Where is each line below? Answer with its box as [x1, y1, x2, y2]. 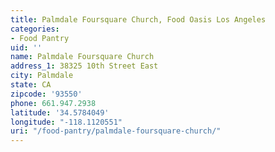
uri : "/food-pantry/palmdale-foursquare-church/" [10, 126, 222, 136]
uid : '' [10, 42, 43, 53]
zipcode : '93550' [10, 89, 83, 99]
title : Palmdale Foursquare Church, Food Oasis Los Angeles [10, 14, 267, 25]
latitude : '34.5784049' [10, 107, 110, 118]
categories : [10, 24, 60, 34]
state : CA [10, 80, 52, 90]
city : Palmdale [10, 71, 74, 81]
